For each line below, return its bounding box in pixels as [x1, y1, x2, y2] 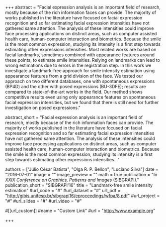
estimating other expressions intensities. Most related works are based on [5, 47, 157, 52]
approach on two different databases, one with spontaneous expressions [5, 78, 155, 84]
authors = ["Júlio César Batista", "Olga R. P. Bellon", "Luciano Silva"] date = [5, 166, 159, 172]
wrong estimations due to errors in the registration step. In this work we [5, 62, 152, 68]
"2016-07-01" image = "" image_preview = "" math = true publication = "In [5, 172, 158, 177]
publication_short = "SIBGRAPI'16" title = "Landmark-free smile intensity [5, 182, 153, 188]
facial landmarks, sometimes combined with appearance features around [5, 52, 155, 58]
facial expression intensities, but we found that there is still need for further [5, 100, 159, 105]
